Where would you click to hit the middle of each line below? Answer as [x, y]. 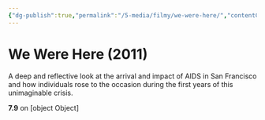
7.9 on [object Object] [44, 107]
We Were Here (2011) [78, 54]
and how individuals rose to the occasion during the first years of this [121, 84]
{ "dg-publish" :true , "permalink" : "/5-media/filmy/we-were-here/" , [118, 15]
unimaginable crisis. [41, 93]
